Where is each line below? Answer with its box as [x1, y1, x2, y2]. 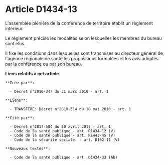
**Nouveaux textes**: [5, 146, 51, 151]
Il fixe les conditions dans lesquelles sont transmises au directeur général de [5, 50, 163, 56]
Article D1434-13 [5, 4, 78, 15]
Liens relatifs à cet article [5, 70, 59, 76]
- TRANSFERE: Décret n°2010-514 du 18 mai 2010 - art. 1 [10, 106, 131, 111]
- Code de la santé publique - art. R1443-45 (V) [10, 133, 115, 138]
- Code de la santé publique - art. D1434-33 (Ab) [10, 154, 118, 160]
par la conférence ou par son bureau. [5, 61, 82, 67]
